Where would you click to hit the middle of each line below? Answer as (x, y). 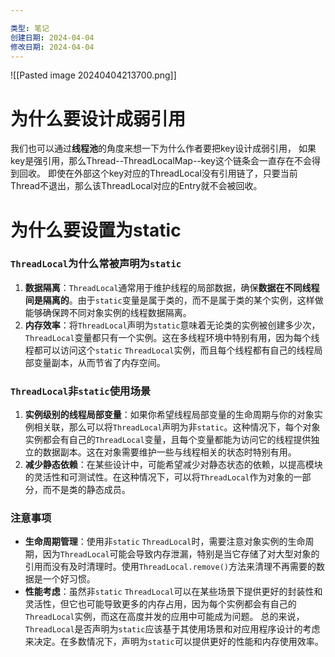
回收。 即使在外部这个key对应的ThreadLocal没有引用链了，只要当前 (158, 173)
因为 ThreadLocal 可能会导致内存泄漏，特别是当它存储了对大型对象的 (181, 554)
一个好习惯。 (69, 579)
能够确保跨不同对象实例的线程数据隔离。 (108, 312)
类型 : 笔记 (30, 28)
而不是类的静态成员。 (86, 490)
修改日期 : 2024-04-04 (52, 47)
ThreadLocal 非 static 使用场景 (81, 391)
